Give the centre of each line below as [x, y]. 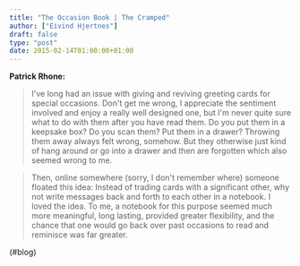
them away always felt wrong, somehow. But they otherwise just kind [159, 142]
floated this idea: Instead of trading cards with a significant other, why [160, 187]
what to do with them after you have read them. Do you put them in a [158, 123]
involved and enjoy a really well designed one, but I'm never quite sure [161, 113]
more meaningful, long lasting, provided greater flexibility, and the [153, 216]
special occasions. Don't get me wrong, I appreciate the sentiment [154, 103]
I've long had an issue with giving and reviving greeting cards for [150, 94]
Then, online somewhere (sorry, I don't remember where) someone [155, 178]
